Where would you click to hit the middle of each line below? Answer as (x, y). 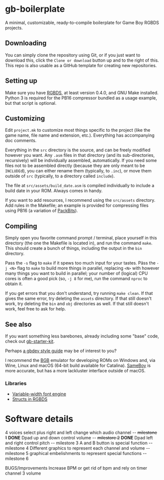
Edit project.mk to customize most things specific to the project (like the (78, 130)
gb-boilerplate (35, 9)
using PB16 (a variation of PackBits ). (42, 211)
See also (18, 324)
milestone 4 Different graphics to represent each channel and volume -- (78, 448)
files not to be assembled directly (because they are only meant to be (75, 166)
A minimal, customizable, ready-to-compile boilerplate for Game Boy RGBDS (82, 23)
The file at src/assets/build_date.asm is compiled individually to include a (80, 186)
